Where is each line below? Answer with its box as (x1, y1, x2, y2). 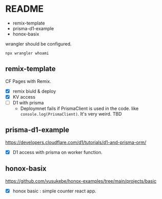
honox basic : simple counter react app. (12, 188, 97, 194)
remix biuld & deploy (12, 88, 56, 94)
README (5, 3, 44, 15)
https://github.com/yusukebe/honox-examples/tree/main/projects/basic (5, 178, 157, 184)
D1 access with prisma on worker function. (12, 149, 103, 155)
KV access (12, 94, 36, 100)
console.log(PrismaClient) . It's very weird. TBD (20, 110, 122, 117)
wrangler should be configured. (5, 40, 72, 47)
